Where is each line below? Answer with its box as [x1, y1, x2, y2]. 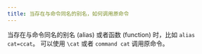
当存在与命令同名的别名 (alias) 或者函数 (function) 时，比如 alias [7, 30, 196, 39]
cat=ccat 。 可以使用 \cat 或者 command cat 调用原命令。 [7, 39, 169, 48]
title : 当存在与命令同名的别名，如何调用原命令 [7, 10, 130, 18]
